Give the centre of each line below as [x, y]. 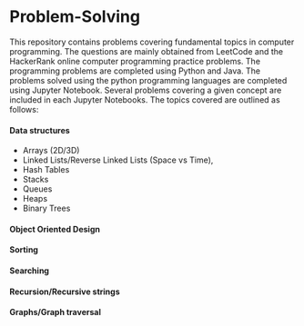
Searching [30, 271]
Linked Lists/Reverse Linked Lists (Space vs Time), [118, 160]
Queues [37, 189]
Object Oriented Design [55, 229]
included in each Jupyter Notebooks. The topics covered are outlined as [145, 99]
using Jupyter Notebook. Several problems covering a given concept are [146, 90]
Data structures [40, 130]
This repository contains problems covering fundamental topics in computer [152, 42]
